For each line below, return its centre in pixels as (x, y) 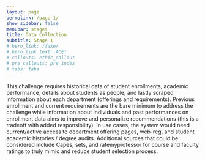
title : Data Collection (37, 35)
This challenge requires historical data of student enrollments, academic (97, 86)
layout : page (23, 12)
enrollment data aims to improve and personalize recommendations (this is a (102, 119)
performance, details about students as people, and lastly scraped (90, 93)
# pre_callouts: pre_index (41, 63)
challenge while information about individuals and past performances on (98, 112)
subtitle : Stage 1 (30, 40)
